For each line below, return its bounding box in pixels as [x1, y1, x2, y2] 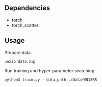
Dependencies [4, 4, 50, 12]
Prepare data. [4, 49, 32, 56]
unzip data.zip [4, 59, 36, 64]
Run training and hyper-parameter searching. [4, 67, 96, 73]
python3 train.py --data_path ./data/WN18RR [4, 77, 97, 82]
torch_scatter [11, 22, 39, 28]
